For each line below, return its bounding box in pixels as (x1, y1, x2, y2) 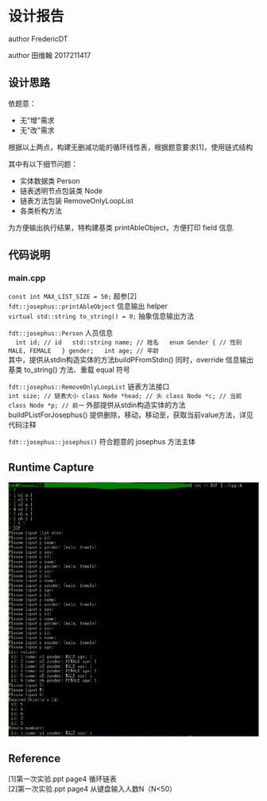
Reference (8, 752, 61, 765)
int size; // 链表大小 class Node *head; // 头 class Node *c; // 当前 (8, 393, 242, 400)
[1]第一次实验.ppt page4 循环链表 (8, 774, 117, 784)
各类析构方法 (19, 206, 62, 215)
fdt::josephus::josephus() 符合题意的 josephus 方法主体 (8, 437, 196, 447)
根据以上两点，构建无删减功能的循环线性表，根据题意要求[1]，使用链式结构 (8, 142, 253, 152)
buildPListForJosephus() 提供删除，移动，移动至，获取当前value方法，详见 (8, 410, 254, 420)
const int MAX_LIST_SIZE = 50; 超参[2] (8, 292, 137, 301)
